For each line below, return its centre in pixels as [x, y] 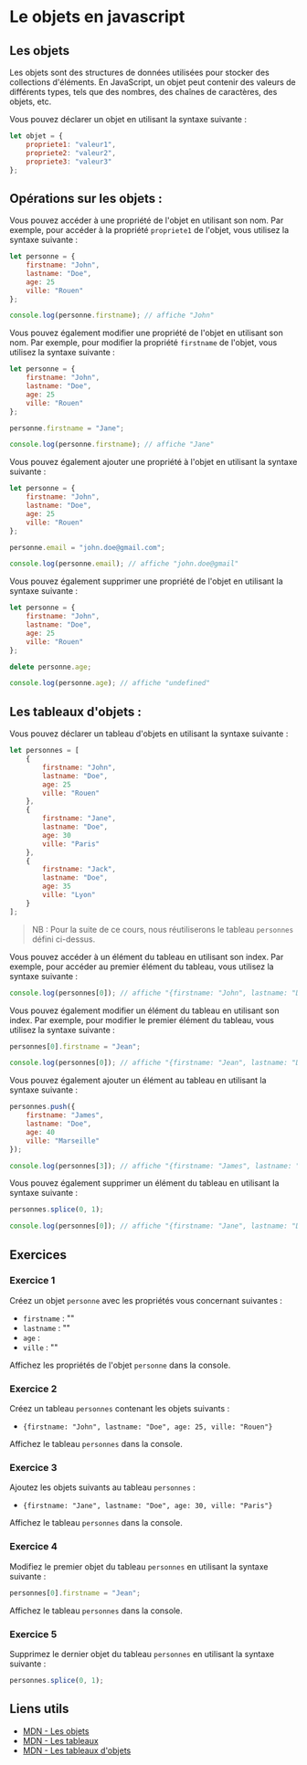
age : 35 [57, 887]
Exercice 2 [33, 1389]
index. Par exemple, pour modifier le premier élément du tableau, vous [142, 1020]
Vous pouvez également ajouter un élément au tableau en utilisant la [138, 1081]
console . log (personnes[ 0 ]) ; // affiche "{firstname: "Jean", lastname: [148, 1063]
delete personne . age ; [51, 667]
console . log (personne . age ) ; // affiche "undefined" [110, 683]
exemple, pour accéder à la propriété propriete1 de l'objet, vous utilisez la [149, 230]
